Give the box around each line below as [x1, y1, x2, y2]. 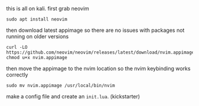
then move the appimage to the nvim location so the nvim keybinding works [6, 65, 191, 72]
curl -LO [6, 44, 28, 50]
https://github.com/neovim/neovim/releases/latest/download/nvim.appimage [6, 49, 195, 55]
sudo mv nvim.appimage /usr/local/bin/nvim [6, 82, 115, 88]
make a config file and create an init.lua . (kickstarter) [6, 93, 140, 100]
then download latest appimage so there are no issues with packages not [6, 26, 185, 34]
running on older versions [6, 33, 69, 40]
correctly [6, 71, 28, 78]
